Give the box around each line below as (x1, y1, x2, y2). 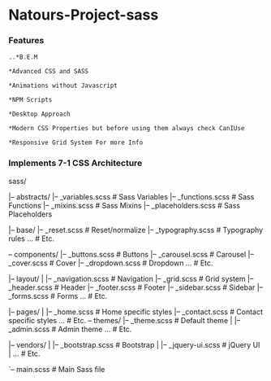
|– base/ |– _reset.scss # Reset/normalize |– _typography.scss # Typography (8, 225, 264, 234)
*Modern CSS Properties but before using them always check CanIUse (8, 125, 245, 133)
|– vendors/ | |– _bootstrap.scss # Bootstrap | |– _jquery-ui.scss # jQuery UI (8, 339, 260, 349)
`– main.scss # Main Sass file (8, 364, 105, 374)
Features (8, 35, 45, 46)
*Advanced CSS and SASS (8, 68, 89, 76)
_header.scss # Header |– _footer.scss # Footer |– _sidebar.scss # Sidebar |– (8, 282, 264, 292)
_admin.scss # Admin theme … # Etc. (8, 324, 132, 334)
